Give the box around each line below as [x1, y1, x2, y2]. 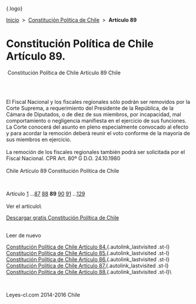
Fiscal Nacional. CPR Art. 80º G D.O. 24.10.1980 [6, 155, 121, 162]
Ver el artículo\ [6, 202, 42, 210]
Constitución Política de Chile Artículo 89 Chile [7, 69, 121, 76]
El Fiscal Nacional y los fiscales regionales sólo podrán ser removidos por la [6, 98, 190, 105]
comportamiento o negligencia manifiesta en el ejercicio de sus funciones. [6, 117, 187, 124]
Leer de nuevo [6, 231, 41, 238]
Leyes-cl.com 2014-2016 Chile [6, 291, 81, 298]
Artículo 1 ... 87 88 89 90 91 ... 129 [6, 190, 85, 197]
